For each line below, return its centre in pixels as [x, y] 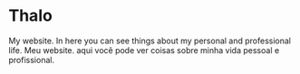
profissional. [32, 60]
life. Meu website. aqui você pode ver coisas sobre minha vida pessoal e [144, 50]
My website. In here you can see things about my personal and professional [150, 41]
